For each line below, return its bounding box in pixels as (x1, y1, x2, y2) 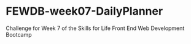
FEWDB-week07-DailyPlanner (6, 4, 163, 18)
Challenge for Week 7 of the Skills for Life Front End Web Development (6, 24, 185, 32)
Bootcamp (6, 31, 32, 38)
